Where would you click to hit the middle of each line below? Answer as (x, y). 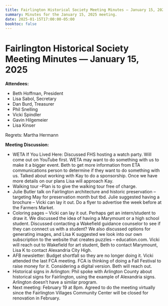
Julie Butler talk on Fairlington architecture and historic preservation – (84, 192)
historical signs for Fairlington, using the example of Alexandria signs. (84, 277)
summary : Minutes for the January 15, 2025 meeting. (61, 15)
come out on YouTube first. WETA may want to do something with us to (85, 160)
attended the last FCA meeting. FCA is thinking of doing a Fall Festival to (87, 261)
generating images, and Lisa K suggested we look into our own (77, 234)
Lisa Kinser (24, 125)
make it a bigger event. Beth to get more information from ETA (76, 165)
